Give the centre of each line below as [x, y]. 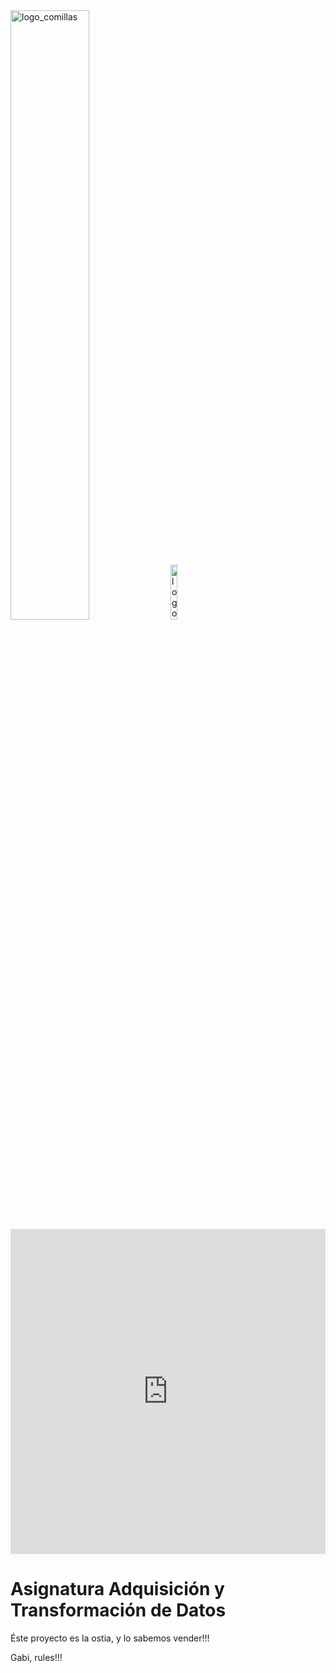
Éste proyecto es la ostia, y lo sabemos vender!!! [110, 1638]
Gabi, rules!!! [36, 1657]
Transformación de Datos [118, 1610]
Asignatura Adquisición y [117, 1589]
